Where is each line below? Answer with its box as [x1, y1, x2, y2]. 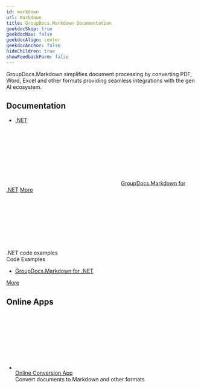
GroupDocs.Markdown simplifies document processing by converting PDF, [6, 70, 192, 77]
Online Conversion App [14, 369, 73, 377]
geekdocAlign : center [6, 37, 61, 43]
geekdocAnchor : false [6, 43, 61, 49]
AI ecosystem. [6, 83, 42, 91]
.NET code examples [6, 249, 59, 257]
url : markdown [6, 15, 42, 21]
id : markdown [6, 8, 39, 15]
